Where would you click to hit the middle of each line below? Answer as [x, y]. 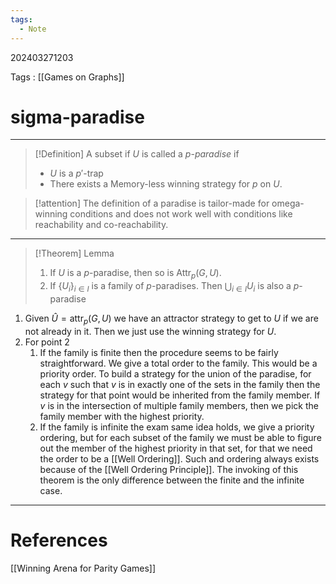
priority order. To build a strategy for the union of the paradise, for [175, 373]
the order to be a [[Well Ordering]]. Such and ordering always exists [179, 458]
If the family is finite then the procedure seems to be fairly [159, 352]
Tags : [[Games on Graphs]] [67, 77]
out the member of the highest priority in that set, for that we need [176, 448]
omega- [288, 203]
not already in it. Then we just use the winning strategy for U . [150, 331]
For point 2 [47, 342]
